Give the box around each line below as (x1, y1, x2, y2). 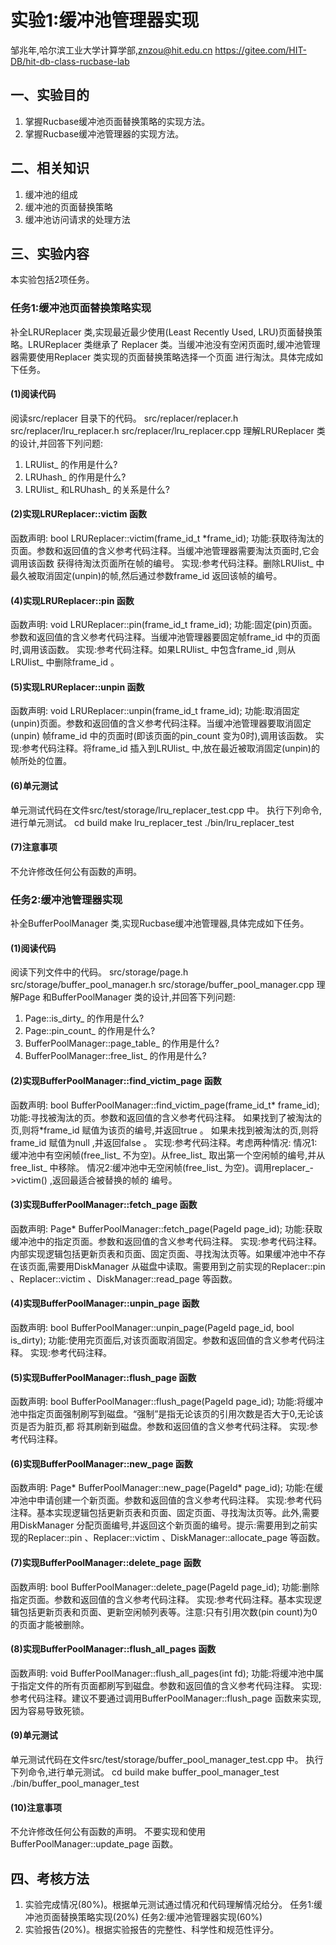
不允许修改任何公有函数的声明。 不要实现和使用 (10, 1826, 206, 1838)
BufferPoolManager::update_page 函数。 (10, 1838, 179, 1850)
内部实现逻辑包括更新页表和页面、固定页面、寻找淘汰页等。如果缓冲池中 (10, 1247, 308, 1260)
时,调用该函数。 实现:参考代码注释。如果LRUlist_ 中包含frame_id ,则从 (10, 644, 296, 656)
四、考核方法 (10, 1870, 90, 1887)
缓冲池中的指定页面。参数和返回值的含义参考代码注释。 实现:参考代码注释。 (10, 1235, 322, 1247)
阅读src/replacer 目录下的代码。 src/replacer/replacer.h (10, 412, 239, 424)
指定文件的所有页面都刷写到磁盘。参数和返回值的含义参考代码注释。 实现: (18, 1679, 322, 1691)
